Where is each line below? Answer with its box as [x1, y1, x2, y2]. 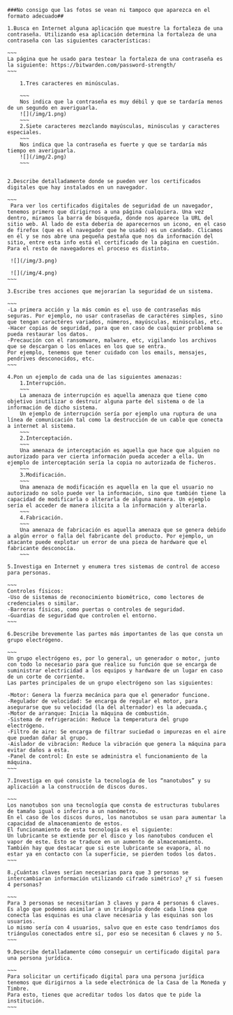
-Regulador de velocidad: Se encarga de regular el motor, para [7, 698, 198, 705]
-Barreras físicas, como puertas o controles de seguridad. [7, 606, 186, 613]
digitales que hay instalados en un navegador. [7, 184, 149, 191]
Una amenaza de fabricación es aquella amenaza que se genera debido [20, 526, 227, 533]
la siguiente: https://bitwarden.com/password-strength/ [7, 62, 176, 69]
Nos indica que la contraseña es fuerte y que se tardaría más [20, 141, 208, 148]
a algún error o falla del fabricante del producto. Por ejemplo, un [7, 533, 214, 540]
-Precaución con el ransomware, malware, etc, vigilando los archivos [7, 337, 217, 344]
